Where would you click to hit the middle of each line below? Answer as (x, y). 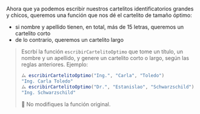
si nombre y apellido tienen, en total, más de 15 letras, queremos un (99, 27)
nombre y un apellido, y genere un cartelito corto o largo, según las (105, 58)
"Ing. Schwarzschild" (48, 92)
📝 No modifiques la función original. (66, 104)
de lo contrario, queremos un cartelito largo (69, 40)
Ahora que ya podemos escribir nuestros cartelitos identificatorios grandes (100, 9)
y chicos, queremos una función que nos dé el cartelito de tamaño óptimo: (99, 15)
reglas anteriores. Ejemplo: (55, 64)
